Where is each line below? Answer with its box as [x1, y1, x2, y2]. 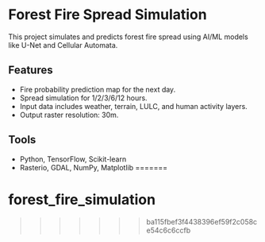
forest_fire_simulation [8, 190, 156, 209]
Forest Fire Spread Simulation [8, 6, 208, 24]
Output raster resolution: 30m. [19, 110, 119, 119]
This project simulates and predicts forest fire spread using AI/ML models [8, 32, 248, 41]
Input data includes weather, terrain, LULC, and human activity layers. [19, 101, 248, 111]
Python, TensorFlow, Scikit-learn [19, 154, 127, 164]
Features [8, 64, 53, 77]
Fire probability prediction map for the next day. [19, 84, 176, 94]
